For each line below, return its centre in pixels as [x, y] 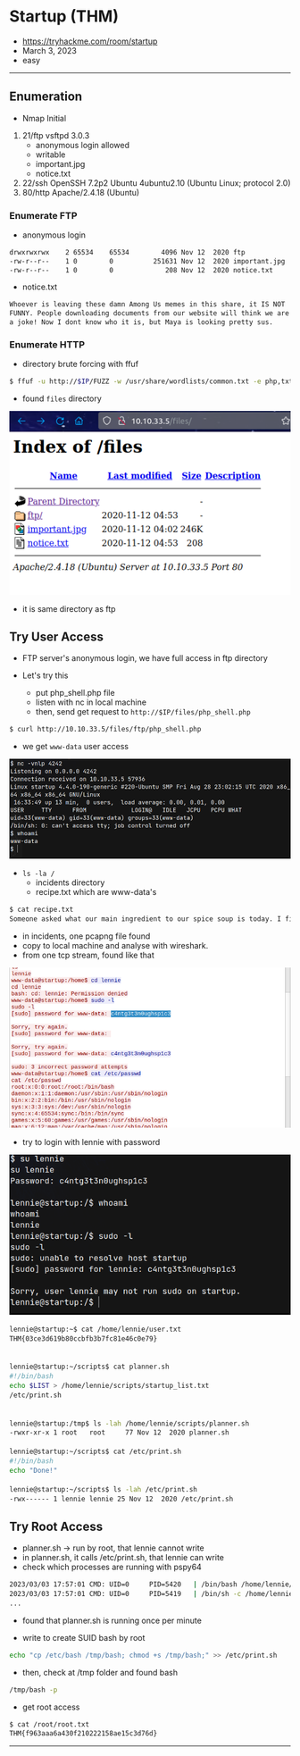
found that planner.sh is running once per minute [112, 1620]
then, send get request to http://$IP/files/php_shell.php [143, 712]
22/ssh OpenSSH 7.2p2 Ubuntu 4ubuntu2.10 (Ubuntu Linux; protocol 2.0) [157, 183]
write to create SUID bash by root [83, 1637]
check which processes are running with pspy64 [112, 1567]
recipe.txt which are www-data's [96, 892]
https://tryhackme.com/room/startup [90, 41]
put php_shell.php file [75, 693]
